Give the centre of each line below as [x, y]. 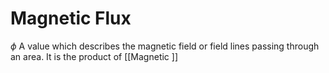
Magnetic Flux [71, 18]
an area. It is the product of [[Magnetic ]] [94, 56]
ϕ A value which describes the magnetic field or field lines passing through [165, 46]
